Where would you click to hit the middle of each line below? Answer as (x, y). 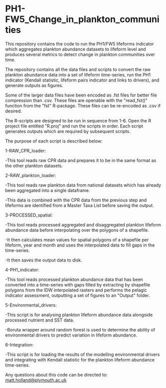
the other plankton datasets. (34, 165)
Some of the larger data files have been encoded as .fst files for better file (81, 95)
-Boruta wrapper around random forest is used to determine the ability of (80, 329)
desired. (14, 111)
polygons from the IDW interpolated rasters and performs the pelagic (76, 290)
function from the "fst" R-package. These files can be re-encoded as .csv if (83, 105)
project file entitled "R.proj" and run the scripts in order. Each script (74, 126)
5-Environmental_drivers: (31, 305)
